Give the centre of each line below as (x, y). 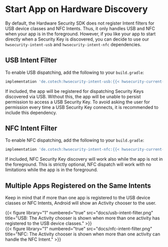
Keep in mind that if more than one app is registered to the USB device (78, 198)
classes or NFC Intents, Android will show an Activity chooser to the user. (81, 203)
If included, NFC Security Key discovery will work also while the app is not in (84, 159)
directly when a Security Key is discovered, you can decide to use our (77, 39)
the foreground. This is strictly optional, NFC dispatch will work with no (78, 165)
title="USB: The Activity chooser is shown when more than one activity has (82, 218)
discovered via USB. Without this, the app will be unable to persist (73, 96)
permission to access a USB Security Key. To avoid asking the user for (77, 102)
